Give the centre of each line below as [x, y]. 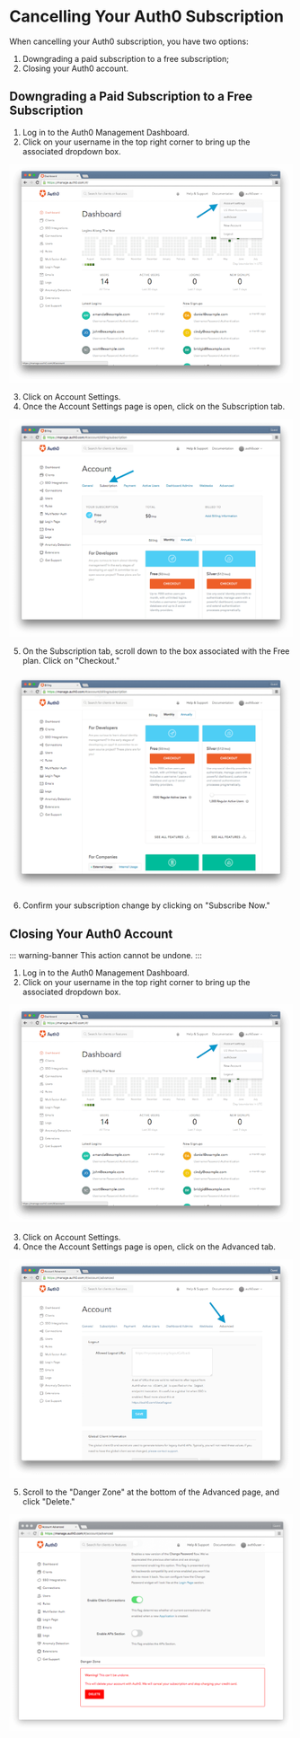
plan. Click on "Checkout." [71, 661]
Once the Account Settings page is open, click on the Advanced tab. [149, 1247]
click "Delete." [49, 1502]
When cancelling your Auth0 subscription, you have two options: [129, 41]
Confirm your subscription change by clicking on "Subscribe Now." [146, 905]
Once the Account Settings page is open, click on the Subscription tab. [154, 406]
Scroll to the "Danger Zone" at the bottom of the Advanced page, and [151, 1492]
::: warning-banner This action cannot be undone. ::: [106, 956]
